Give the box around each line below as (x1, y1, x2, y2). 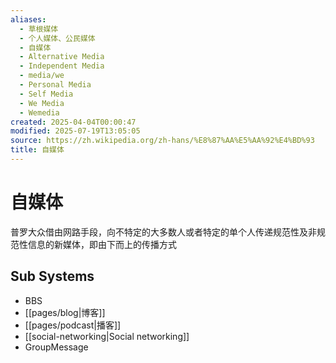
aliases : (10, 14, 47, 25)
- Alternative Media (19, 52, 105, 62)
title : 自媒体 (10, 145, 65, 155)
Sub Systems (10, 268, 95, 285)
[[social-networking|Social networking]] (24, 330, 190, 342)
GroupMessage (24, 341, 89, 353)
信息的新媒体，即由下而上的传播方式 (27, 238, 177, 250)
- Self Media (19, 89, 74, 99)
